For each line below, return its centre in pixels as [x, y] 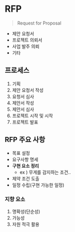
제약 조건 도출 [26, 178]
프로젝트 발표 [25, 122]
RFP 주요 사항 [25, 140]
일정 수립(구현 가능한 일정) [38, 185]
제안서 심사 [23, 109]
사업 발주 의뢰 [26, 46]
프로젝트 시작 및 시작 [32, 115]
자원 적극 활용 [26, 224]
